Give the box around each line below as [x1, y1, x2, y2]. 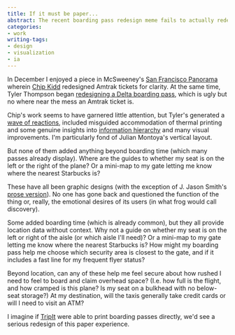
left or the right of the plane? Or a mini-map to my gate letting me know [7, 162, 212, 170]
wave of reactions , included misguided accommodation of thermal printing [7, 118, 222, 127]
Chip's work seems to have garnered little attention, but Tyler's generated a [7, 111, 225, 119]
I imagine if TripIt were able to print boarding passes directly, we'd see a [7, 312, 215, 320]
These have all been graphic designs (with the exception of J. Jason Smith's [7, 183, 227, 191]
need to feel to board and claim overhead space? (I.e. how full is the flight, [7, 276, 222, 285]
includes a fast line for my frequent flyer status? [7, 255, 145, 264]
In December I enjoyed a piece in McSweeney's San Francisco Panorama [7, 75, 218, 83]
